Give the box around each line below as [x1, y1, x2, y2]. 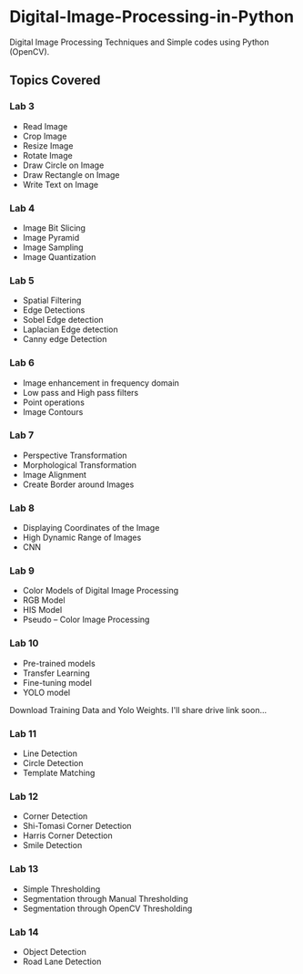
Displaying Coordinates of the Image [22, 523, 160, 534]
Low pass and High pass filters [22, 387, 139, 398]
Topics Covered [9, 73, 101, 88]
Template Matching [22, 768, 96, 778]
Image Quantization [22, 251, 96, 262]
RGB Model [22, 595, 66, 606]
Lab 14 [9, 926, 39, 938]
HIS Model [22, 605, 63, 616]
